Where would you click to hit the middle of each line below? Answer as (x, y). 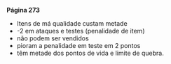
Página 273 (23, 10)
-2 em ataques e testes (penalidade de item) (81, 31)
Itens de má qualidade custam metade (72, 23)
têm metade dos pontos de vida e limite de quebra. (90, 53)
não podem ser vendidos (53, 38)
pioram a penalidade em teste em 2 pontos (78, 46)
